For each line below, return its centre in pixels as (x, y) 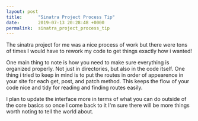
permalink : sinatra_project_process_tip (58, 28)
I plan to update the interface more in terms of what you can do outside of (96, 99)
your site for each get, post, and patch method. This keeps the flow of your (98, 81)
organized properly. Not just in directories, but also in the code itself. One (95, 69)
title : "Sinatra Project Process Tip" (61, 17)
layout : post (22, 12)
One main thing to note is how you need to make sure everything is (88, 63)
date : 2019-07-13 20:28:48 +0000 (55, 22)
